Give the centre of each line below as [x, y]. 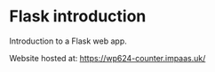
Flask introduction [78, 16]
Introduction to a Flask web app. [68, 41]
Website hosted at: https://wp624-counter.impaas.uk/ [107, 58]
